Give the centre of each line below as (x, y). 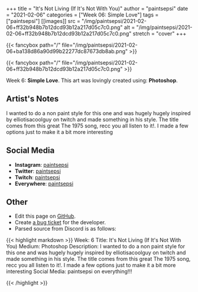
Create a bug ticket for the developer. (60, 222)
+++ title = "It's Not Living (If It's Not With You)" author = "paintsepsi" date (97, 9)
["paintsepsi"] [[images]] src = (43, 21)
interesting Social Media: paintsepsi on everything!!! (69, 271)
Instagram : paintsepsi (42, 165)
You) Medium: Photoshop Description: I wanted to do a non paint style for (95, 247)
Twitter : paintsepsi (38, 171)
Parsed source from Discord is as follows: (65, 229)
